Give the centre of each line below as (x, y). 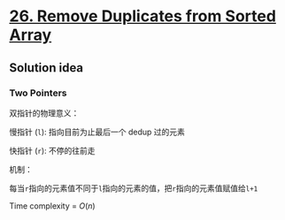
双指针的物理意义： (44, 113)
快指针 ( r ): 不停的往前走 (52, 150)
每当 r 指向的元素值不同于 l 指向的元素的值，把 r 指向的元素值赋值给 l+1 (134, 188)
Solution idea (46, 68)
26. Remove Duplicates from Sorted (143, 16)
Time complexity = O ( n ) (52, 206)
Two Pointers (39, 93)
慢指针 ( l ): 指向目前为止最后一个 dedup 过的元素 (97, 132)
